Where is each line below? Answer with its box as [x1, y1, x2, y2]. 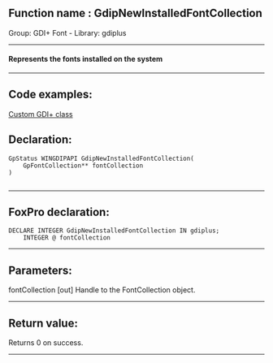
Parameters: [8, 263, 72, 277]
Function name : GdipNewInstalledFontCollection [8, 6, 262, 20]
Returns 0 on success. [8, 338, 84, 348]
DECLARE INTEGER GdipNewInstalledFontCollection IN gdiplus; [8, 227, 220, 235]
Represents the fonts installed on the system [8, 54, 163, 64]
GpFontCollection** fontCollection [23, 162, 144, 170]
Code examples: [8, 88, 93, 102]
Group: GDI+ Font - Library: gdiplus [8, 28, 127, 37]
